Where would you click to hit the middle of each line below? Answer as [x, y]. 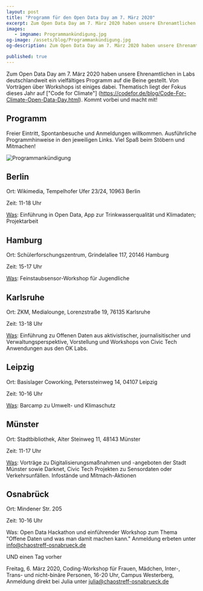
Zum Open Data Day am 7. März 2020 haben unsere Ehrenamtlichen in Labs [101, 74]
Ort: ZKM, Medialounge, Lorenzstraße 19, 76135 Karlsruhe [79, 312]
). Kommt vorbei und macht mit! [118, 99]
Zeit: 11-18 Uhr [24, 203]
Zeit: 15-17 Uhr [24, 266]
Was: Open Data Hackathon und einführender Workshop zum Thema [92, 532]
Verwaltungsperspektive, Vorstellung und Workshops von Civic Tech [92, 342]
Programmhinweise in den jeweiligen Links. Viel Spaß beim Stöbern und [96, 139]
